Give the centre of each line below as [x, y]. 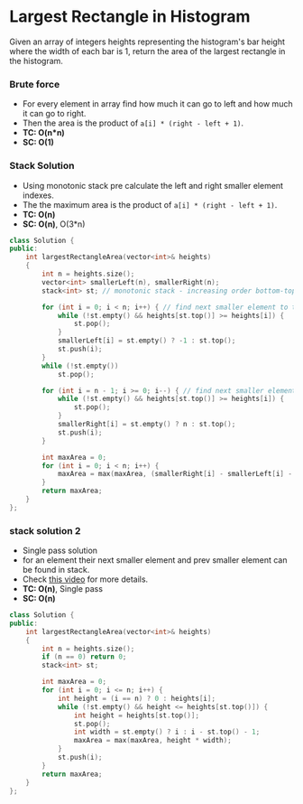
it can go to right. [54, 114]
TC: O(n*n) [43, 133]
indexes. [38, 195]
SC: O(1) [38, 143]
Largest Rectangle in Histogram [130, 17]
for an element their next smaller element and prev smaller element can [155, 560]
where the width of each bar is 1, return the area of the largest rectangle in [147, 51]
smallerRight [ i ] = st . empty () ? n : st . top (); [147, 425]
